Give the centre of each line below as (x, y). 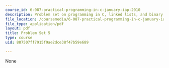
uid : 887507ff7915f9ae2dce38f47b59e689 (47, 42)
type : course (19, 38)
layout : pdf (18, 28)
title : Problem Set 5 (28, 33)
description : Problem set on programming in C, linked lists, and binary (84, 14)
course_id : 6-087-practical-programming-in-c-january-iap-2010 (73, 10)
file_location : (21, 19)
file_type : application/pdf (35, 24)
